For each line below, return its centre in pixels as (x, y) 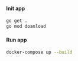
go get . (17, 21)
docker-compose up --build (39, 52)
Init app (16, 8)
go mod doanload (26, 27)
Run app (17, 40)
